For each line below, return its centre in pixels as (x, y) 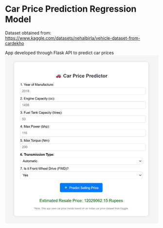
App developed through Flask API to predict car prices (60, 53)
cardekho (15, 43)
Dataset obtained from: (28, 33)
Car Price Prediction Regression (71, 9)
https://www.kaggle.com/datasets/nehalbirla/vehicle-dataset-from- (72, 38)
